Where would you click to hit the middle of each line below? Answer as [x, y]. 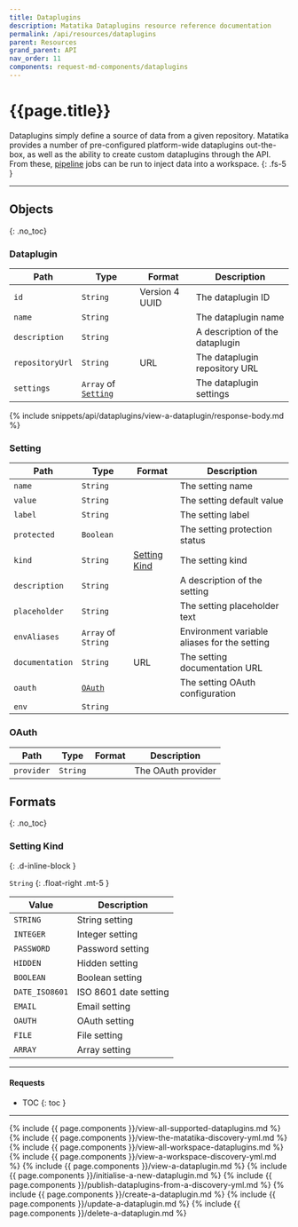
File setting [100, 1035]
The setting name [216, 487]
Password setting [113, 948]
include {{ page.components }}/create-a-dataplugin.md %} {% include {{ [143, 1194]
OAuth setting [106, 1020]
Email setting [104, 1006]
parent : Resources [43, 42]
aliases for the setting [225, 643]
